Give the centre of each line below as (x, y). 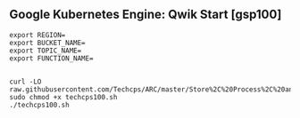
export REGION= (37, 35)
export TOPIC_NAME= (46, 51)
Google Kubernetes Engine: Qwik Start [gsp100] (146, 15)
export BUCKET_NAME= (48, 43)
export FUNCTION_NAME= (51, 58)
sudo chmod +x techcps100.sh (63, 97)
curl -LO (25, 82)
